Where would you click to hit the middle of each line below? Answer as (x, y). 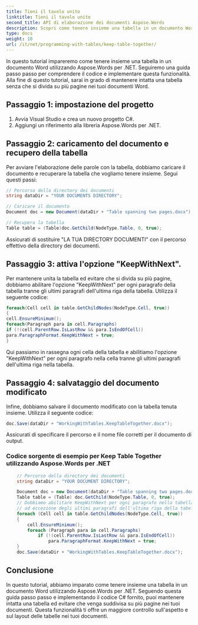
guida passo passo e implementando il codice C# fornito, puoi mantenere (95, 597)
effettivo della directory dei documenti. (53, 246)
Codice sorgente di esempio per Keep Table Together (84, 456)
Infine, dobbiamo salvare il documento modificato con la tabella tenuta (92, 406)
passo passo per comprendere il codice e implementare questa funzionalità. (98, 74)
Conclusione (30, 571)
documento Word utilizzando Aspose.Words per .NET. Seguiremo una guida (98, 67)
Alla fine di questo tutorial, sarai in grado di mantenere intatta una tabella (94, 80)
